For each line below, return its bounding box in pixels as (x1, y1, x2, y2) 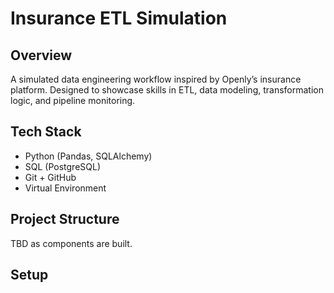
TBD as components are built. (10, 237, 133, 249)
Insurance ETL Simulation (10, 7, 228, 30)
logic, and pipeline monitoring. (10, 95, 136, 106)
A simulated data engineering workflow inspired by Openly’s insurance (10, 73, 302, 85)
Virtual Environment (24, 182, 107, 194)
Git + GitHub (24, 171, 77, 183)
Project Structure (10, 211, 120, 228)
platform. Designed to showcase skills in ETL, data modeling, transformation (10, 84, 324, 96)
